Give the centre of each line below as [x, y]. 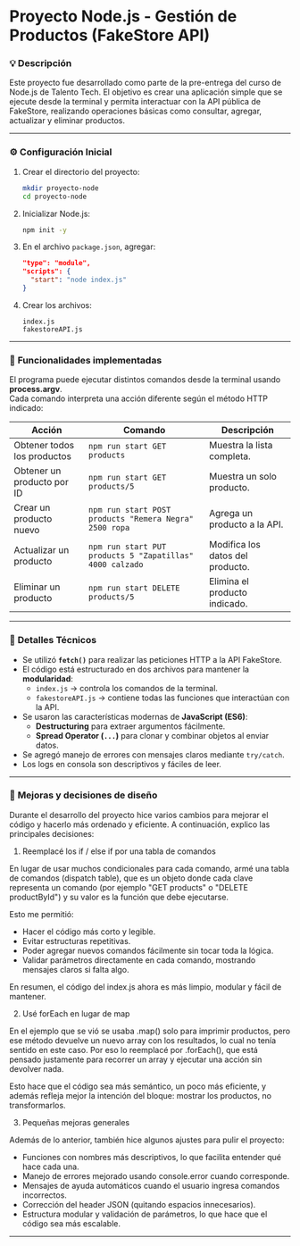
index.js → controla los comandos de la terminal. [127, 688]
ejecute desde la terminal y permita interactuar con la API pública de [135, 102]
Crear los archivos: [57, 305]
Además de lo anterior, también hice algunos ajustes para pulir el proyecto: [147, 1140]
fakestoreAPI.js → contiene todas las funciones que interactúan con [162, 698]
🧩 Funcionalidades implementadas [86, 360]
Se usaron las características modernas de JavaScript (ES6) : [135, 716]
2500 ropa [109, 528]
